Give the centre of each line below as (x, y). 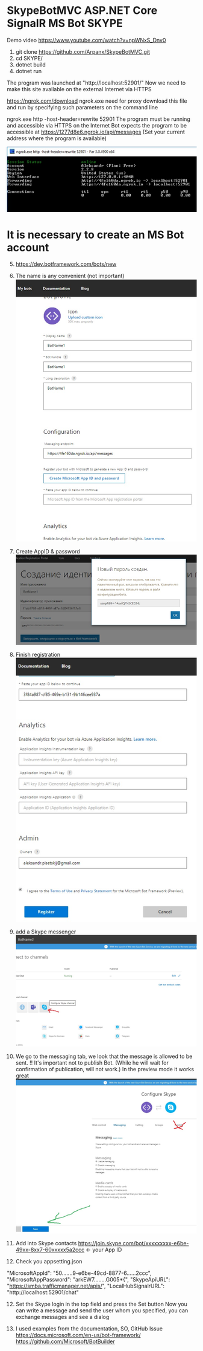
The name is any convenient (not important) (70, 276)
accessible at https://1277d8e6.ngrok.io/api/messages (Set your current (96, 132)
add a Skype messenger (46, 932)
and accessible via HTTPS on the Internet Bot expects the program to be (97, 125)
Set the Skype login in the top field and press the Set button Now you (101, 1304)
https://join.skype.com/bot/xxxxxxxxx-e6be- (133, 1243)
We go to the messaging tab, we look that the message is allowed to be (104, 1056)
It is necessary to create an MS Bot (95, 235)
